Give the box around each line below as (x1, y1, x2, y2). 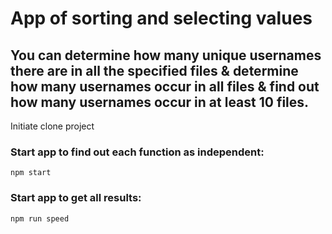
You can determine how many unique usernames (10, 47, 322, 64)
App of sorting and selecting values (10, 7, 313, 30)
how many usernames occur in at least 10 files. (10, 93, 310, 111)
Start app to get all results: (10, 191, 142, 205)
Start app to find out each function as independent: (10, 145, 265, 159)
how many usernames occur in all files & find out (10, 78, 320, 95)
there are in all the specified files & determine (10, 62, 299, 79)
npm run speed (10, 213, 70, 224)
